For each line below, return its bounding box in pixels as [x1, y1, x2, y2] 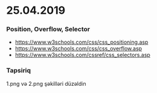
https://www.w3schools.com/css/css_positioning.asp [14, 38, 149, 46]
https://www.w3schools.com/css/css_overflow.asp [14, 45, 143, 52]
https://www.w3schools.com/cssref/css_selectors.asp [14, 52, 151, 59]
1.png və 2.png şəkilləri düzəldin [6, 80, 86, 87]
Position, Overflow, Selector [6, 25, 91, 34]
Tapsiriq [6, 67, 31, 75]
